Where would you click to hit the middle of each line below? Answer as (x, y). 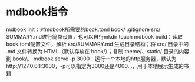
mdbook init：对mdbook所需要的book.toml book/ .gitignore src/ (83, 29)
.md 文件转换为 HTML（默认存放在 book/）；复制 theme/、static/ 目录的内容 (98, 51)
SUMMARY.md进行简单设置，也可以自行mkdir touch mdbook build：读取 (95, 36)
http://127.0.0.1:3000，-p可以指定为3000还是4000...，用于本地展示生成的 (95, 66)
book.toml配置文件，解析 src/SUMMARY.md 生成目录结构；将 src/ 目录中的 (97, 44)
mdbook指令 (37, 12)
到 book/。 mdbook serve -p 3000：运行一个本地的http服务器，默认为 (91, 59)
